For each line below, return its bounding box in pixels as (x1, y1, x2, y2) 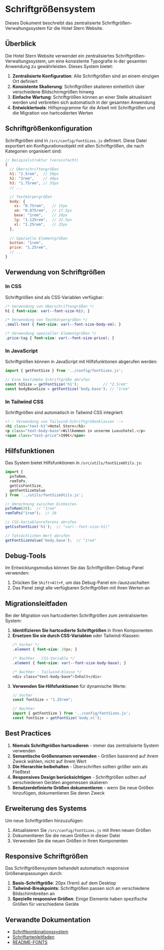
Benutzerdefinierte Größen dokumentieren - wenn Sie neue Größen (12, 785, 154, 791)
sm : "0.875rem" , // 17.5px (14, 208, 72, 213)
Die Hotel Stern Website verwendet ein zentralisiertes (5, 53, 115, 59)
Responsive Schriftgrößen (5, 852, 88, 860)
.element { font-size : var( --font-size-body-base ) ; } (12, 660, 126, 665)
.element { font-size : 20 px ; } (12, 647, 78, 652)
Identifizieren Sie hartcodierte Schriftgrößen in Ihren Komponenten (12, 627, 153, 634)
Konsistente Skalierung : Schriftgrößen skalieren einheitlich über (12, 83, 145, 89)
